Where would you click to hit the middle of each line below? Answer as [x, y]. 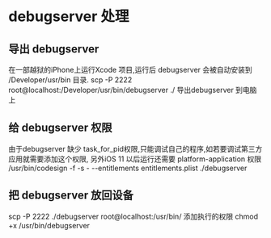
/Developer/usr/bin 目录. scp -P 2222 [70, 80]
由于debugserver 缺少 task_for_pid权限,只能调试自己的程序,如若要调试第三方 [135, 148]
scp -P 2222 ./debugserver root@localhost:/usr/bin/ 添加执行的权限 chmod [133, 216]
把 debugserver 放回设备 [71, 196]
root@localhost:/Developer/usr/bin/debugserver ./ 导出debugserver [121, 90]
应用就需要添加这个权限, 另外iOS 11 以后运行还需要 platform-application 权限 [135, 159]
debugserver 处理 [69, 17]
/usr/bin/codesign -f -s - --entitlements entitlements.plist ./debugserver [128, 168]
